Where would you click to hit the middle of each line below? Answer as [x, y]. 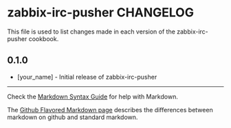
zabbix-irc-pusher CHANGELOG [101, 13]
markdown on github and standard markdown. [73, 117]
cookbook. [44, 38]
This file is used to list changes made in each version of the [91, 31]
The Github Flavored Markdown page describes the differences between [110, 110]
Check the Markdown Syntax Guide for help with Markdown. [93, 97]
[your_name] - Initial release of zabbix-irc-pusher [87, 77]
